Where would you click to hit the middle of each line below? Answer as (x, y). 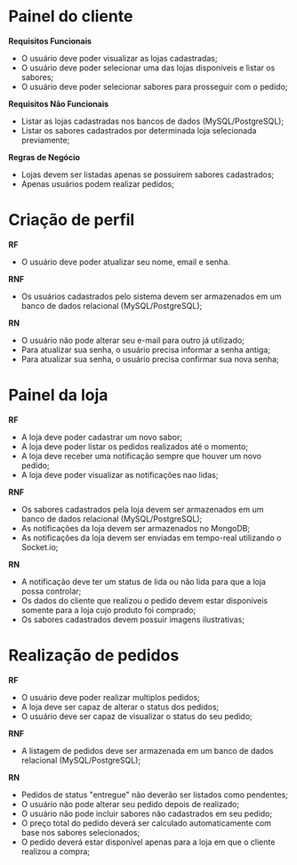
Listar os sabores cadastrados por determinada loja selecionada (139, 130)
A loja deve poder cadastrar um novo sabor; (102, 437)
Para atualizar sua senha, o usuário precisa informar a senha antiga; (145, 350)
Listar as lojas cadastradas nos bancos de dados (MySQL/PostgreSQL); (153, 121)
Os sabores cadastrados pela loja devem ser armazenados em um (142, 509)
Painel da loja (58, 396)
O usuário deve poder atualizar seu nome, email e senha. (125, 262)
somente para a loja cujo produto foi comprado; (108, 610)
